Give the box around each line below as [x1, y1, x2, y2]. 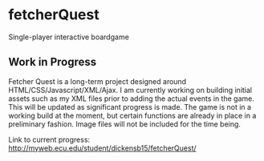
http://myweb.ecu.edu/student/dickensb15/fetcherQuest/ [8, 143, 197, 153]
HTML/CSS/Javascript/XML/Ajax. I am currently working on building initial [8, 85, 253, 95]
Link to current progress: [8, 135, 91, 144]
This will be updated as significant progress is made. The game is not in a [8, 102, 251, 111]
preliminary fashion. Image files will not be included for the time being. [8, 119, 241, 129]
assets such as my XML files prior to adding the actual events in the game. [8, 94, 254, 103]
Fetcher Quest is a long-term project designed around [8, 76, 187, 86]
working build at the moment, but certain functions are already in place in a [8, 111, 257, 120]
